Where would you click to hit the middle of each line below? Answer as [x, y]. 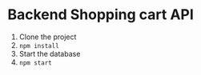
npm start [36, 63]
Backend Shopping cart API [100, 15]
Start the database [50, 53]
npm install [39, 45]
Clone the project [48, 37]
